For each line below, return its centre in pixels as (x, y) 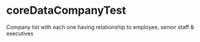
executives (20, 33)
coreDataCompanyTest (66, 10)
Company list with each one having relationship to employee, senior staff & (100, 27)
